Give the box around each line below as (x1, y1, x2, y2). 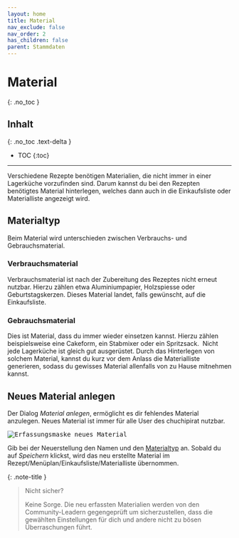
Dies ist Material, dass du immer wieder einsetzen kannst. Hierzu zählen (7, 332, 219, 340)
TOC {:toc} (17, 151, 50, 159)
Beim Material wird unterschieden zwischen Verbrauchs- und (7, 233, 187, 242)
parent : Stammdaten (7, 43, 65, 51)
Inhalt (7, 118, 33, 130)
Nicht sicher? (24, 486, 64, 495)
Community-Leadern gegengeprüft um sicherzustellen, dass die (24, 507, 213, 516)
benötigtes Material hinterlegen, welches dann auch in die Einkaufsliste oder (7, 186, 231, 195)
